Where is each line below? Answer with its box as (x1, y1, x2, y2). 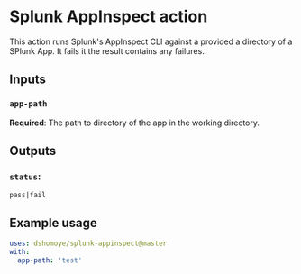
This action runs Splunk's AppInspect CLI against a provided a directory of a (9, 36, 293, 47)
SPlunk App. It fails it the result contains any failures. (9, 45, 205, 56)
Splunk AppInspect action (9, 6, 208, 27)
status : (9, 169, 41, 182)
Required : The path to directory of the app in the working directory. (9, 117, 260, 128)
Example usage (9, 215, 97, 231)
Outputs (9, 143, 57, 159)
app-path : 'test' (17, 255, 83, 265)
